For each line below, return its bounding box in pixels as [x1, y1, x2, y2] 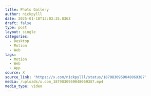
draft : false [5, 20, 32, 26]
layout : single [5, 30, 36, 34]
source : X [5, 70, 25, 75]
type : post [5, 25, 27, 30]
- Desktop [9, 39, 29, 44]
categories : [5, 34, 29, 39]
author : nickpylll [5, 12, 42, 16]
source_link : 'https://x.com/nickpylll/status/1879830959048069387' [5, 75, 147, 80]
